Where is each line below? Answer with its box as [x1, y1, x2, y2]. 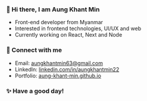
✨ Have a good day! [6, 87, 64, 95]
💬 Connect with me [6, 46, 62, 54]
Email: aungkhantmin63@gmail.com [14, 59, 103, 67]
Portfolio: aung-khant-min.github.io [14, 72, 101, 79]
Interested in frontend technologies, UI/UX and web [14, 25, 142, 32]
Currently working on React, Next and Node [14, 31, 123, 38]
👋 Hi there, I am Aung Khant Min [6, 5, 100, 14]
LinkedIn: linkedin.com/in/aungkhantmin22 [14, 66, 120, 73]
